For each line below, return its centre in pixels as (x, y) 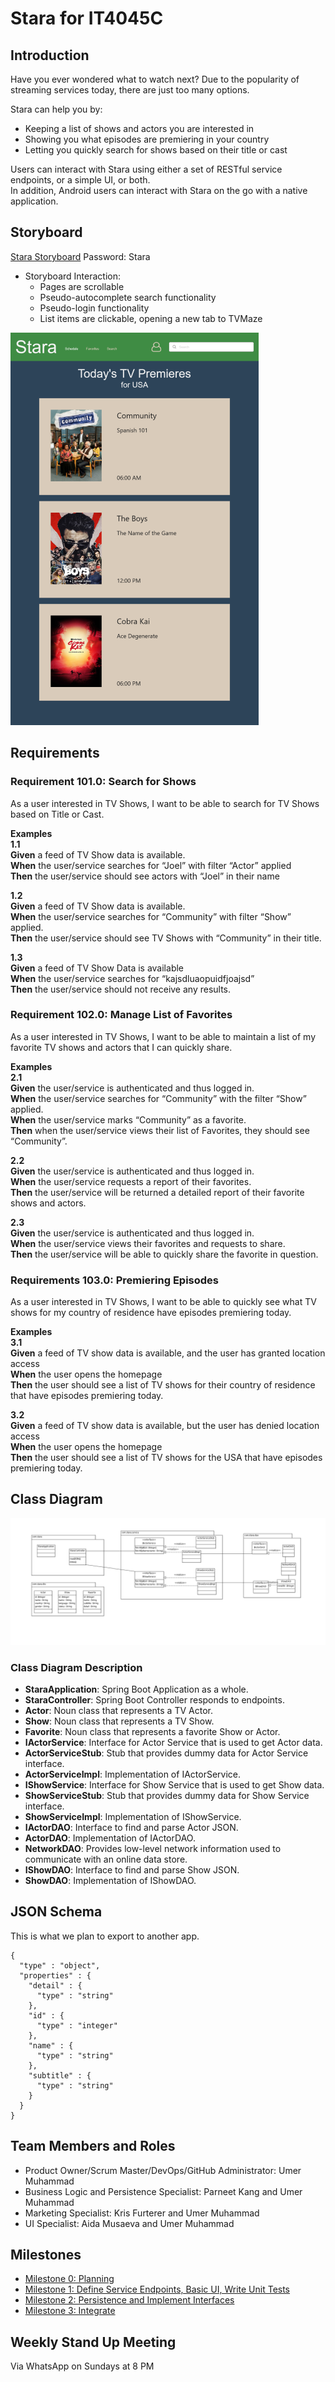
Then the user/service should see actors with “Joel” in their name (145, 876)
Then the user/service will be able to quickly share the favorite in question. (164, 1254)
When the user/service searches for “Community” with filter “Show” (151, 916)
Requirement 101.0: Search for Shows (103, 782)
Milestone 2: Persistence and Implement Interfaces (129, 2300)
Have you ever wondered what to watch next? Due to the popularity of (155, 79)
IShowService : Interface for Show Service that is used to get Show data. (174, 1784)
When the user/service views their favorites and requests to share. (148, 1243)
